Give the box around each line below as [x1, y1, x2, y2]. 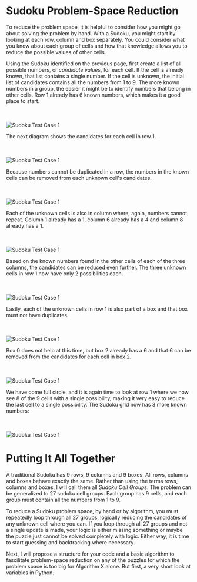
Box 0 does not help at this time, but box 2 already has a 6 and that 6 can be [6, 347, 191, 354]
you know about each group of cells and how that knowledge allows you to [6, 42, 188, 49]
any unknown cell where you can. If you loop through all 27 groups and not [6, 520, 188, 527]
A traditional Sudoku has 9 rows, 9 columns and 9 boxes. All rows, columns [6, 471, 188, 478]
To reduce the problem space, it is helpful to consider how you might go [6, 24, 181, 31]
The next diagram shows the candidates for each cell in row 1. [6, 132, 156, 139]
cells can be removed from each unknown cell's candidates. [6, 174, 152, 181]
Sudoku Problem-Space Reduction [6, 4, 179, 18]
